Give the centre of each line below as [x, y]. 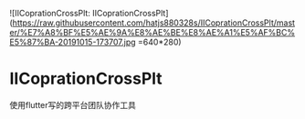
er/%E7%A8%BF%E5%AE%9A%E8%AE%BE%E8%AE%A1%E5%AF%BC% [152, 32]
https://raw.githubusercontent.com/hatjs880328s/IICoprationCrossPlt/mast [153, 23]
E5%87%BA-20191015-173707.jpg [73, 42]
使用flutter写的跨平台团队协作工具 [73, 104]
